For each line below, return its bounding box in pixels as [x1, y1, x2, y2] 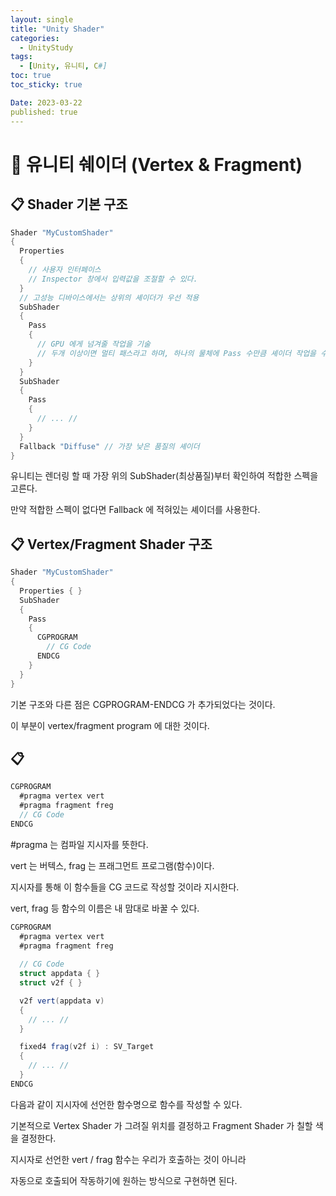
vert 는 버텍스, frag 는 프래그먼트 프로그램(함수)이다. [10, 859, 215, 871]
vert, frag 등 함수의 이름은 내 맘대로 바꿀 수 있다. [10, 902, 200, 914]
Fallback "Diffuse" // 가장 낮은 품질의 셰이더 [19, 441, 200, 451]
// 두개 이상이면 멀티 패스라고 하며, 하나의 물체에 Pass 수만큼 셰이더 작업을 [36, 348, 317, 358]
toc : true [10, 71, 52, 81]
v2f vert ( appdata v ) [19, 996, 105, 1006]
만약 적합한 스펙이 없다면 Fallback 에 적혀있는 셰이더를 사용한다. [10, 504, 261, 516]
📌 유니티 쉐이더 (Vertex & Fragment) [10, 153, 303, 176]
